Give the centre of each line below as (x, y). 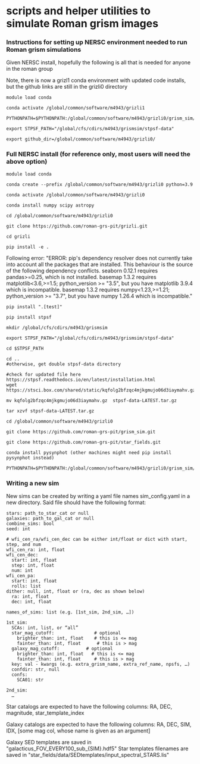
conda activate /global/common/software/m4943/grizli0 (76, 195)
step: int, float (33, 566)
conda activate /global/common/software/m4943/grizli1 (76, 108)
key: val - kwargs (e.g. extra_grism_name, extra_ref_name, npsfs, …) (101, 665)
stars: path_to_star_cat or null (48, 513)
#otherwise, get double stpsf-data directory (63, 364)
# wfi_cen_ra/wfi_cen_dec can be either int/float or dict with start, (97, 540)
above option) (27, 162)
